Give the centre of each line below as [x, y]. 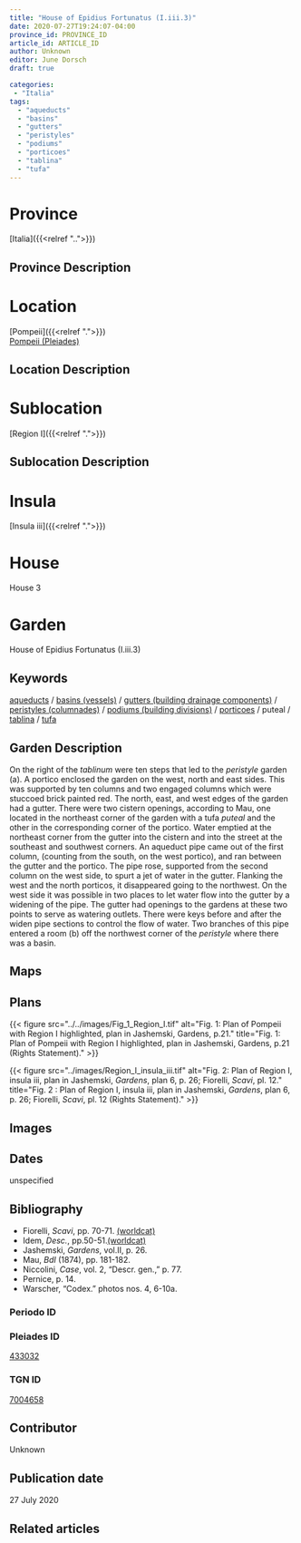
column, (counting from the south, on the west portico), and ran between [146, 856]
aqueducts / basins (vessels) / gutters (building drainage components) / [144, 700]
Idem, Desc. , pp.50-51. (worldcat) [84, 1241]
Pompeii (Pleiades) [44, 341]
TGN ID [25, 1380]
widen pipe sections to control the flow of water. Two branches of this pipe [149, 923]
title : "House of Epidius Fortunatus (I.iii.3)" [103, 18]
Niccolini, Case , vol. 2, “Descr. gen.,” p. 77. [102, 1269]
